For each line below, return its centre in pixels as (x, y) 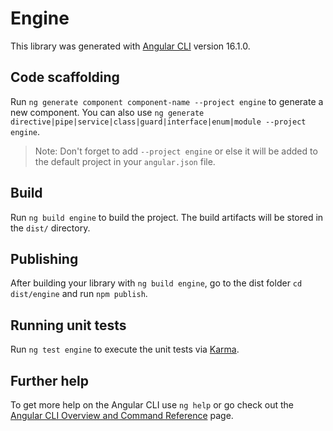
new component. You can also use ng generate (107, 112)
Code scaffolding (65, 77)
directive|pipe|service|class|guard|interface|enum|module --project (158, 122)
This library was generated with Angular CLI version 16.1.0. (130, 46)
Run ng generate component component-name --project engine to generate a (167, 101)
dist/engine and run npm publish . (79, 294)
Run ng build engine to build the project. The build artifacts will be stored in (167, 217)
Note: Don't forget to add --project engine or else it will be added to (176, 151)
